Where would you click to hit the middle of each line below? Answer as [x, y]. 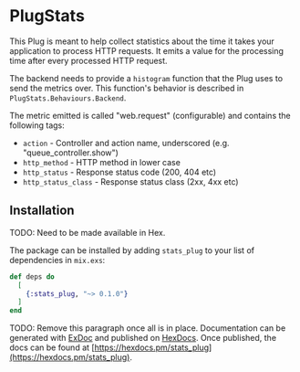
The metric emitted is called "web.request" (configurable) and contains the [150, 115]
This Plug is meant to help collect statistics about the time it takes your [142, 41]
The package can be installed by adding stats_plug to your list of [132, 250]
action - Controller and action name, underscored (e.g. [126, 143]
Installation [42, 211]
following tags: [37, 125]
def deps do [32, 276]
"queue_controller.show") [70, 153]
